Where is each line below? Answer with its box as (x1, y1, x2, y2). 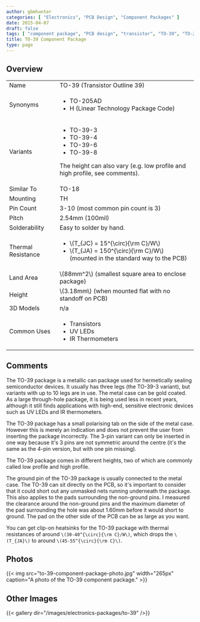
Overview (6, 64, 43, 75)
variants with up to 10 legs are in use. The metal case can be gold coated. (6, 389, 187, 397)
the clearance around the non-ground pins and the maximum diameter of (6, 500, 186, 507)
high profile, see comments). (59, 169, 140, 177)
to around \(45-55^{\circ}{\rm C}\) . (32, 537, 123, 544)
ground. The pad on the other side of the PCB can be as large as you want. (6, 512, 190, 519)
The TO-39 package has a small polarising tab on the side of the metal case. (6, 420, 194, 427)
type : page (6, 42, 33, 48)
